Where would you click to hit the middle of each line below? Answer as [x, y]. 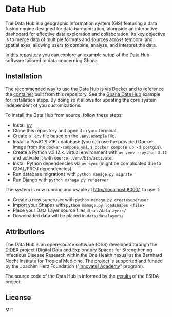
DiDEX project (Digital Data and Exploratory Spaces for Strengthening [79, 250]
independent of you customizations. [43, 105]
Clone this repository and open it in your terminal [64, 130]
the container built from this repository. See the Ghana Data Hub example [83, 94]
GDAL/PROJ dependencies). [43, 169]
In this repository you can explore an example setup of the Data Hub [78, 55]
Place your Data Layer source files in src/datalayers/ [70, 210]
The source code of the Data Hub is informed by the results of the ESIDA [82, 276]
